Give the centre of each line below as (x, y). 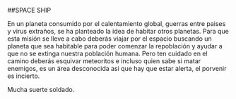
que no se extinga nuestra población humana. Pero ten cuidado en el (107, 53)
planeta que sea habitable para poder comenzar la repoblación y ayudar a (115, 46)
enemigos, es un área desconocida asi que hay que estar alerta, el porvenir (117, 68)
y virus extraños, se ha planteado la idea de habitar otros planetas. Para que (118, 31)
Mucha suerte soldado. (41, 90)
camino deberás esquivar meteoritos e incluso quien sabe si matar (104, 61)
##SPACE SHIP (29, 10)
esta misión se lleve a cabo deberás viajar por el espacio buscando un (110, 39)
